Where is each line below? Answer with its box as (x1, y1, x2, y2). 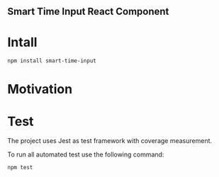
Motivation (7, 81, 73, 97)
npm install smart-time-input (7, 57, 97, 64)
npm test (7, 164, 33, 171)
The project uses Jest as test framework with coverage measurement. (7, 137, 213, 145)
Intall (7, 34, 38, 50)
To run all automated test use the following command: (7, 150, 164, 159)
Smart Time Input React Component (7, 6, 169, 18)
